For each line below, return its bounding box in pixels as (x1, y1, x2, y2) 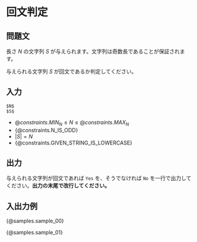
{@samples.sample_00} (6, 218, 64, 225)
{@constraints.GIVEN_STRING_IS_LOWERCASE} (14, 139, 132, 146)
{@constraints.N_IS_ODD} (14, 126, 78, 134)
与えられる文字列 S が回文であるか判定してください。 (6, 68, 137, 75)
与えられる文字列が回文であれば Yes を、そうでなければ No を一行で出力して (6, 175, 192, 182)
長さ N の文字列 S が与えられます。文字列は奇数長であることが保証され (6, 48, 180, 55)
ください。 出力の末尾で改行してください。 (6, 182, 110, 189)
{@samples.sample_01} (6, 229, 63, 236)
